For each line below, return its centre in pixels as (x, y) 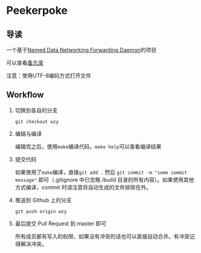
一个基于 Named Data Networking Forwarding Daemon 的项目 (81, 50)
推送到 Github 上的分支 (43, 200)
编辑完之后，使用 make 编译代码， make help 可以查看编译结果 (88, 146)
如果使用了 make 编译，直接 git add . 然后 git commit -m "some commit (101, 172)
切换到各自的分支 (36, 110)
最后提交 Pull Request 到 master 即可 (61, 223)
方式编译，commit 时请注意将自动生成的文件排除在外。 (83, 187)
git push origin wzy (41, 211)
